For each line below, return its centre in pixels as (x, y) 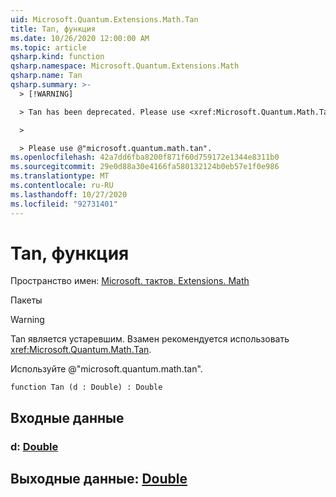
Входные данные (67, 417)
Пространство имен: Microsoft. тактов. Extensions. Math (130, 281)
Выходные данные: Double (99, 479)
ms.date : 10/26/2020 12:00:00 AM (80, 38)
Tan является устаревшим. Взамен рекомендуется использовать (150, 339)
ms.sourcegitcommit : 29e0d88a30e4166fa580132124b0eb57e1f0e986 (145, 167)
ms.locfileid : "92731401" (64, 204)
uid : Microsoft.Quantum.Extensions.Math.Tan (104, 19)
